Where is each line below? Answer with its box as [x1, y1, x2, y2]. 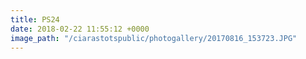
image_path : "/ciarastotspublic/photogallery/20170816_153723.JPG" [10, 33, 298, 43]
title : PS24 [10, 14, 60, 25]
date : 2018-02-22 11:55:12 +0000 [10, 24, 150, 34]
